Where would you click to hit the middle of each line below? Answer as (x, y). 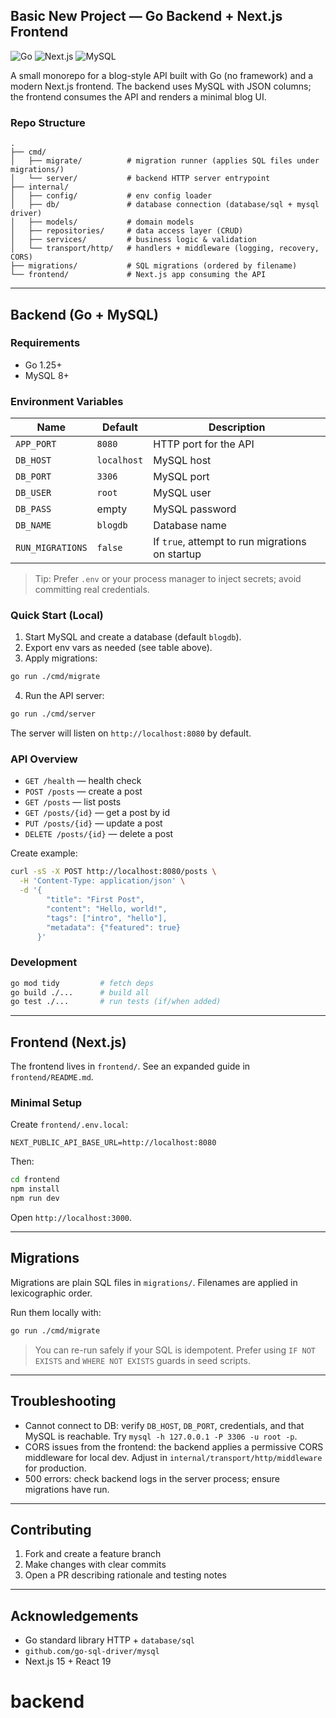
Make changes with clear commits (95, 1565)
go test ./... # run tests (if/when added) (116, 1002)
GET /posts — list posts (73, 802)
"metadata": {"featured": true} (114, 927)
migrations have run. (67, 1489)
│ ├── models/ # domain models (102, 222)
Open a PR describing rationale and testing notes (125, 1575)
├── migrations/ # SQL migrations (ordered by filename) (154, 266)
